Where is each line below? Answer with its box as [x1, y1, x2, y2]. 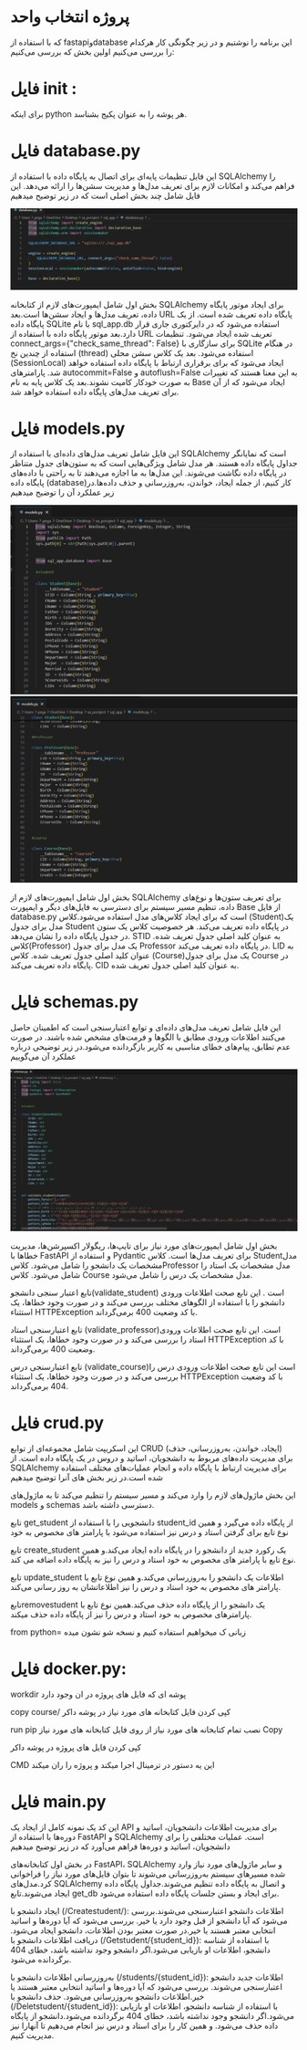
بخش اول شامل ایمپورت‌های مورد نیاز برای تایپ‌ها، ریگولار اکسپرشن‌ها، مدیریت [10, 1240, 278, 1251]
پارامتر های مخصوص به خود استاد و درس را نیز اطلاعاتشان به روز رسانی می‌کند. [10, 1582, 281, 1593]
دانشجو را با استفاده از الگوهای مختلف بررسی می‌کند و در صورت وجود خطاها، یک [10, 1297, 285, 1308]
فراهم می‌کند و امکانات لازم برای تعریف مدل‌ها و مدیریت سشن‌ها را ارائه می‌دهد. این [10, 180, 295, 191]
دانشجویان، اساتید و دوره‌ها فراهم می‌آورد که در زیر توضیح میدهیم [10, 1841, 230, 1852]
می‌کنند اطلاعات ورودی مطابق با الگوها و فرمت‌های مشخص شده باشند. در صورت [10, 1031, 286, 1042]
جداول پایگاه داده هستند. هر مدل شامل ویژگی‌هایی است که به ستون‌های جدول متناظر [10, 458, 298, 469]
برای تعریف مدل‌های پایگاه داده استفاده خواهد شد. [10, 386, 179, 397]
